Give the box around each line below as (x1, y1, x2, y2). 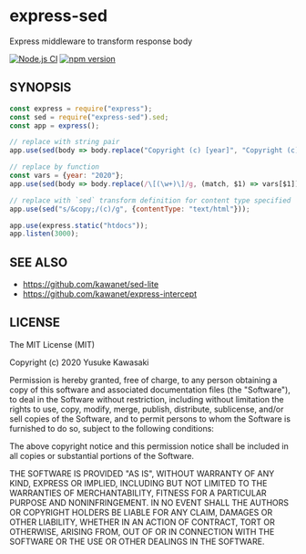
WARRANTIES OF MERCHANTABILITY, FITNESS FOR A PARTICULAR (9, 487, 267, 498)
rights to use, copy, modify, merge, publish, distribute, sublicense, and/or (9, 403, 284, 414)
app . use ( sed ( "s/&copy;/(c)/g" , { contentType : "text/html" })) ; (9, 204, 250, 214)
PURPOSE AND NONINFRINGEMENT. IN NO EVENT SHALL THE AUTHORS (9, 497, 290, 507)
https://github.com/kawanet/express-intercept (22, 288, 198, 299)
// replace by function (9, 162, 100, 172)
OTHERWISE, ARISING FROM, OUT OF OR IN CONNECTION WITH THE (9, 526, 275, 537)
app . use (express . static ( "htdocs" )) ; (9, 221, 148, 230)
